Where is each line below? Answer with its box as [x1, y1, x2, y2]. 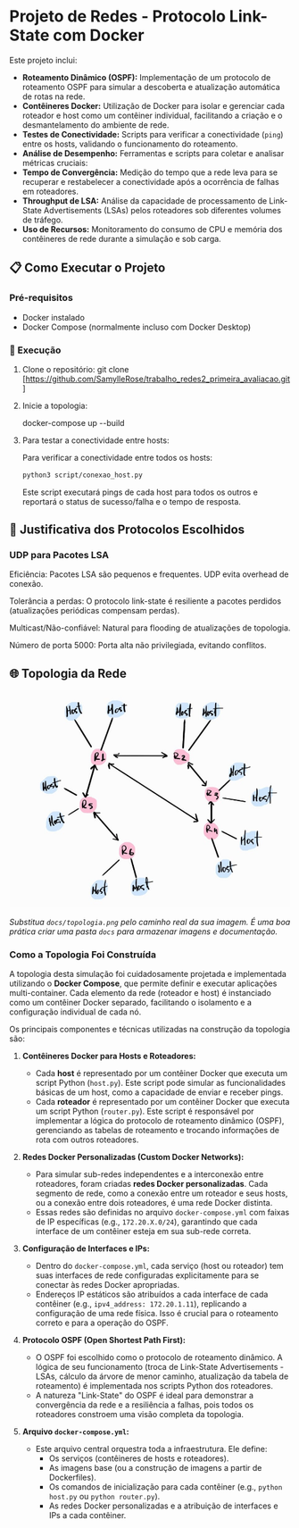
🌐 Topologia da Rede [9, 665, 128, 681]
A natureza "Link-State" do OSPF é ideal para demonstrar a [35, 1390, 254, 1401]
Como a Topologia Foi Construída [9, 948, 157, 961]
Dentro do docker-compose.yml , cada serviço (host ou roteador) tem [35, 1261, 284, 1272]
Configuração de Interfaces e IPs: [21, 1243, 150, 1254]
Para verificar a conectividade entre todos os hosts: [21, 452, 212, 463]
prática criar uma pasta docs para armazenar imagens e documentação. [9, 926, 278, 937]
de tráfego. [21, 214, 64, 225]
